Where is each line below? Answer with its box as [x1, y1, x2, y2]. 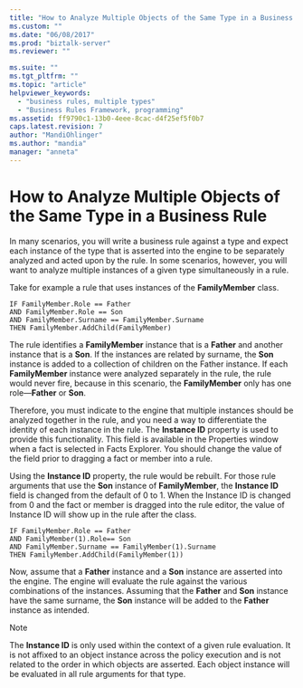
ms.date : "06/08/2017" [9, 30, 95, 39]
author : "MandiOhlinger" [9, 130, 103, 140]
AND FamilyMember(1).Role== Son [9, 534, 131, 543]
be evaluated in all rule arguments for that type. [9, 668, 186, 679]
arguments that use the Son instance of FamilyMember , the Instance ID [9, 480, 279, 491]
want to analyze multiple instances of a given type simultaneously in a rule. [9, 264, 289, 275]
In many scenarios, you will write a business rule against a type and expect [9, 235, 289, 246]
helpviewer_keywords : [9, 88, 91, 98]
